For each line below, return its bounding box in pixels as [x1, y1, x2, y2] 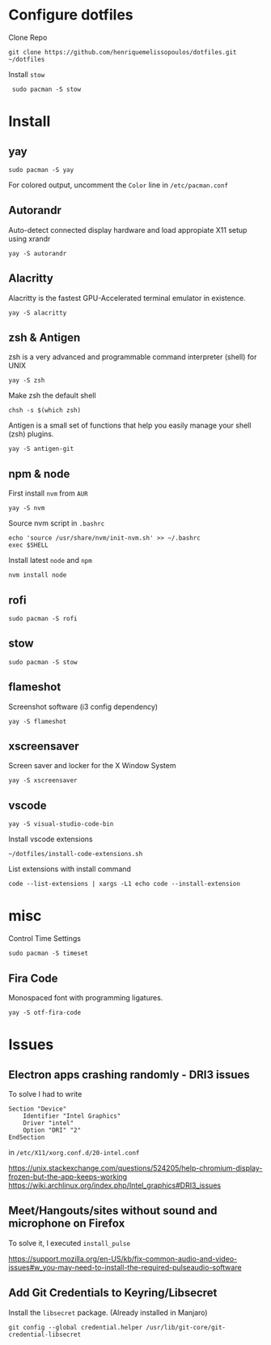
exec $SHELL [8, 541, 49, 549]
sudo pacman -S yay [8, 165, 74, 174]
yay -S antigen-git [8, 445, 74, 453]
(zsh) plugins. [8, 429, 54, 439]
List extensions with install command [8, 864, 132, 874]
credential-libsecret [8, 1330, 82, 1339]
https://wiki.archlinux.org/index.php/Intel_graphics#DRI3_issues [8, 1180, 221, 1190]
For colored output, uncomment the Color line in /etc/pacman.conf [8, 180, 229, 190]
